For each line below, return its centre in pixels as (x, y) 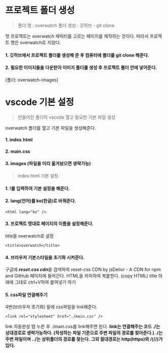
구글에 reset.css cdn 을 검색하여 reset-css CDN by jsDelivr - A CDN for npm (83, 269)
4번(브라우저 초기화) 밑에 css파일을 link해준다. (51, 307)
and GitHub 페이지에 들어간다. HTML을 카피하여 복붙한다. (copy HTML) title (81, 276)
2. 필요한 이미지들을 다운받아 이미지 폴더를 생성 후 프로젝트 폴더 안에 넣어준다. (81, 68)
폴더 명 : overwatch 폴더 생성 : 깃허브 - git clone (66, 25)
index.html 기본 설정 (38, 176)
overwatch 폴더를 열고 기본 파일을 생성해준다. (51, 128)
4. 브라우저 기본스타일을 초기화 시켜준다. (45, 257)
